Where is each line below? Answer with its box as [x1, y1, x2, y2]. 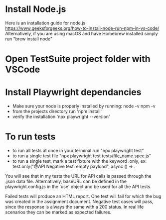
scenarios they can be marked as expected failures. [5, 209, 112, 215]
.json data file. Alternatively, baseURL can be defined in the [5, 178, 127, 184]
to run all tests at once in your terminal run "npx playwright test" [12, 148, 144, 153]
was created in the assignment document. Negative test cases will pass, [5, 199, 154, 205]
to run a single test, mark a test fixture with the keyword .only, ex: [12, 158, 147, 164]
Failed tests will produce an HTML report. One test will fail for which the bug [5, 193, 162, 199]
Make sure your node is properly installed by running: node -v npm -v [12, 103, 156, 109]
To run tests [5, 131, 56, 142]
